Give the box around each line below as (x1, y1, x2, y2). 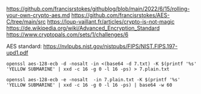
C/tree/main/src (6, 18, 46, 25)
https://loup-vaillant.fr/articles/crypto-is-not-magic (47, 18, 175, 25)
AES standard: (6, 42, 43, 50)
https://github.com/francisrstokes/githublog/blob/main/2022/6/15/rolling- (6, 5, 190, 12)
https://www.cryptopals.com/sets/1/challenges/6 (6, 31, 129, 38)
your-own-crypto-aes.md (6, 12, 70, 19)
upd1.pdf (6, 49, 29, 56)
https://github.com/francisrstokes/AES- (71, 12, 170, 19)
